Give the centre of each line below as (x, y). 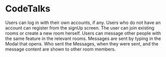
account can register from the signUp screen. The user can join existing (80, 27)
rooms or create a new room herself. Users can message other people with (83, 33)
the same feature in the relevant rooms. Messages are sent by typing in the (83, 38)
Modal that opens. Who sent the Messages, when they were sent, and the (82, 43)
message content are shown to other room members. (61, 49)
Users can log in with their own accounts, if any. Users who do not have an (83, 22)
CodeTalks (28, 9)
